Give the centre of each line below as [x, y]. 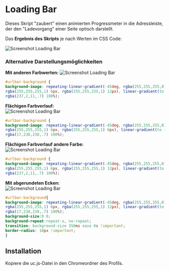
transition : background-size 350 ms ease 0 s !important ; [65, 226]
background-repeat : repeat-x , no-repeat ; [49, 221]
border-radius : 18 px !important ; [40, 230]
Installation [23, 251]
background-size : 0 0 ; [28, 217]
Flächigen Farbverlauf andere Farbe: [45, 144]
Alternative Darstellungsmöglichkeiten [54, 61]
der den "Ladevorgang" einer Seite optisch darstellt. [59, 28]
